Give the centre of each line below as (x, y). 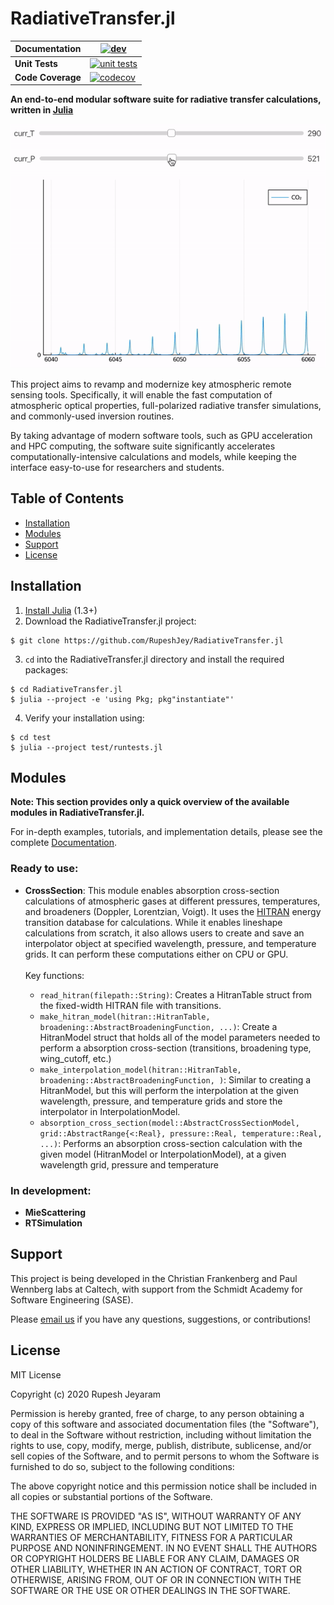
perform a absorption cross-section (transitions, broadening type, (175, 1048)
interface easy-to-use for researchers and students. (117, 468)
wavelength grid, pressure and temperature (129, 1164)
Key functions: (54, 975)
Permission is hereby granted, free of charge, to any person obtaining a (157, 1413)
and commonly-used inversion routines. (92, 416)
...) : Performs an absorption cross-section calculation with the (171, 1143)
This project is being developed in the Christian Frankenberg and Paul (154, 1278)
